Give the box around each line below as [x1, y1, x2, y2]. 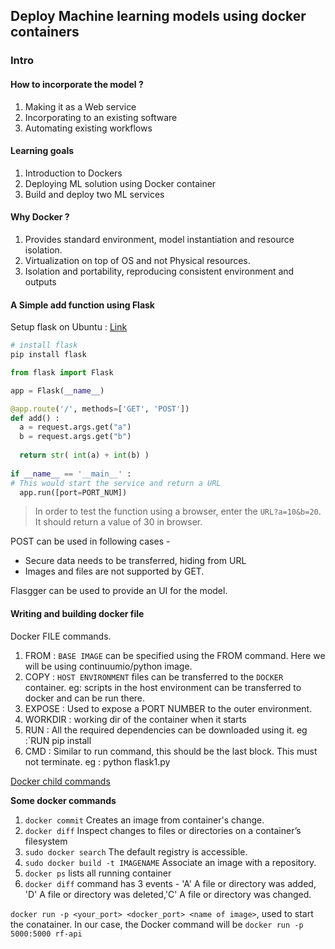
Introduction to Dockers [24, 167, 123, 179]
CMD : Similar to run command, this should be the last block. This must [24, 745, 318, 757]
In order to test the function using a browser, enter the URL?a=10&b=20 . [34, 505, 322, 518]
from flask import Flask [10, 367, 114, 378]
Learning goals [10, 145, 75, 157]
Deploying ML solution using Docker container [24, 177, 217, 189]
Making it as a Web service [24, 100, 137, 113]
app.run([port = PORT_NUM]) [19, 487, 128, 498]
